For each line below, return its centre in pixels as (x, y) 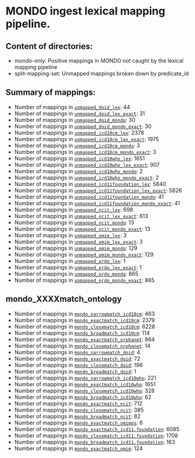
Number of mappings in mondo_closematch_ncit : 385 (79, 410)
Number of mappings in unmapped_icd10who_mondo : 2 (78, 171)
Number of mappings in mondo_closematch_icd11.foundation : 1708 (96, 435)
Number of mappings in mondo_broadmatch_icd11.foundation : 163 (95, 442)
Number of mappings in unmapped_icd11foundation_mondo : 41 (89, 197)
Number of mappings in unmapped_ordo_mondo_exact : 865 (84, 280)
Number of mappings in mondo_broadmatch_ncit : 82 (77, 416)
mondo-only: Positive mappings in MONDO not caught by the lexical (99, 61)
